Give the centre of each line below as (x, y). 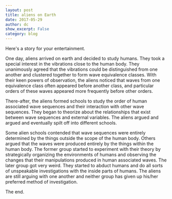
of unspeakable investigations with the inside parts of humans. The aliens (83, 171)
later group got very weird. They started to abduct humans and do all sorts (84, 165)
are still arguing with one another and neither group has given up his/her (82, 176)
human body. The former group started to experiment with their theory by (83, 149)
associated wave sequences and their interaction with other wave (75, 106)
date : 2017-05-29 (24, 19)
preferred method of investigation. (42, 182)
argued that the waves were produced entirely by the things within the (80, 144)
